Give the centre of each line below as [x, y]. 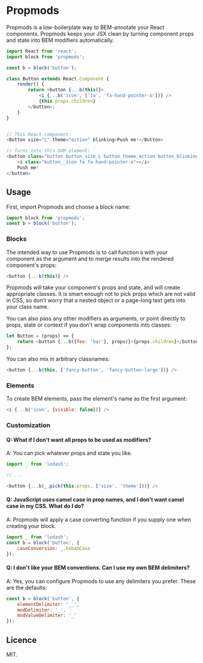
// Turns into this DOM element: [48, 151]
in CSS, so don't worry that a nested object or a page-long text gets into [96, 301]
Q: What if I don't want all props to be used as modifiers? [79, 440]
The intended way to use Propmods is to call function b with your [87, 252]
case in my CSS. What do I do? [45, 506]
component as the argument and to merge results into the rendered [90, 258]
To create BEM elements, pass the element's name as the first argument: [97, 399]
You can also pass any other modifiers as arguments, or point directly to [96, 319]
